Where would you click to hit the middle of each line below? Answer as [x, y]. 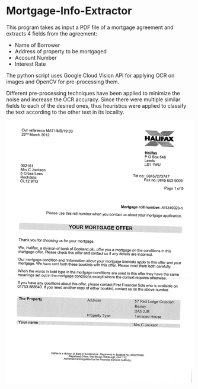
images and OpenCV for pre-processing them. [63, 82]
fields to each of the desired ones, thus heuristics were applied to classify [96, 105]
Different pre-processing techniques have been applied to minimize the [93, 93]
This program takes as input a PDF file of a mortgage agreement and [90, 27]
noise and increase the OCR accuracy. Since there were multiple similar [93, 99]
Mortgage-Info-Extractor [69, 11]
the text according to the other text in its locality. [65, 112]
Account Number [36, 57]
